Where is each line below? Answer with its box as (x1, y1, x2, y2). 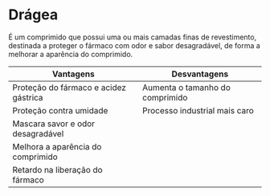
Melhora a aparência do (12, 141, 102, 152)
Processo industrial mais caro (141, 104, 255, 116)
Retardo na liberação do (12, 164, 103, 175)
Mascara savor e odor (12, 118, 95, 129)
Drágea (8, 6, 59, 24)
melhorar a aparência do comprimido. (8, 49, 133, 59)
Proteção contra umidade (12, 104, 108, 116)
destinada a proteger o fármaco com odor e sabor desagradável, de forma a (8, 40, 261, 50)
